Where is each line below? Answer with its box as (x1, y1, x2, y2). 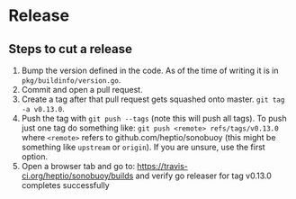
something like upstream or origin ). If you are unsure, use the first (21, 141, 266, 152)
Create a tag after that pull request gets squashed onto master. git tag (21, 94, 285, 104)
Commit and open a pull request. (21, 85, 143, 95)
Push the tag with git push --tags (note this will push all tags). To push (21, 113, 287, 123)
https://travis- (137, 161, 188, 171)
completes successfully (21, 180, 110, 190)
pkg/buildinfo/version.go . (21, 75, 121, 86)
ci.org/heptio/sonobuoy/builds (21, 170, 134, 181)
